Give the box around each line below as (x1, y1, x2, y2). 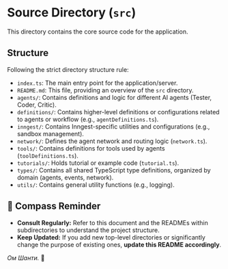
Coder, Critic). (16, 101, 57, 109)
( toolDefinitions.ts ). (16, 151, 79, 159)
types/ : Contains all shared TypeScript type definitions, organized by (16, 166, 211, 174)
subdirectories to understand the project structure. (16, 226, 160, 234)
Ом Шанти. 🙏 (7, 253, 45, 261)
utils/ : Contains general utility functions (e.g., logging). (16, 180, 175, 189)
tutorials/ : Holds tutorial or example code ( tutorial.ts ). (16, 159, 180, 167)
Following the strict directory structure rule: (7, 65, 129, 73)
